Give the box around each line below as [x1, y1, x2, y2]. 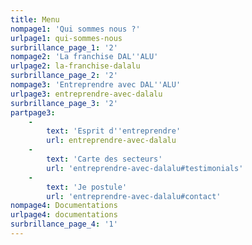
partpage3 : [10, 107, 56, 118]
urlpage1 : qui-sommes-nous [10, 33, 123, 43]
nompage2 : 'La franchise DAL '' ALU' [10, 52, 159, 62]
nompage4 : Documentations [10, 201, 118, 211]
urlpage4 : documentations [10, 210, 118, 220]
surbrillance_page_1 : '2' [10, 42, 118, 53]
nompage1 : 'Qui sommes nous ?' [10, 24, 141, 34]
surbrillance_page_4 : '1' [10, 219, 118, 230]
